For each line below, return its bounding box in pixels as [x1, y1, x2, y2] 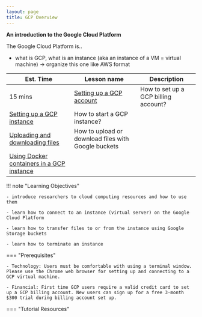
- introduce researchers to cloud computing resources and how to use [6, 193, 187, 200]
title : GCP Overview [6, 14, 58, 20]
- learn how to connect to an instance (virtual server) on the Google [6, 210, 189, 216]
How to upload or [74, 127, 123, 135]
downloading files [9, 138, 60, 146]
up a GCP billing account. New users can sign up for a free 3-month [6, 289, 185, 295]
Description [149, 74, 184, 83]
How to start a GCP [74, 109, 128, 118]
